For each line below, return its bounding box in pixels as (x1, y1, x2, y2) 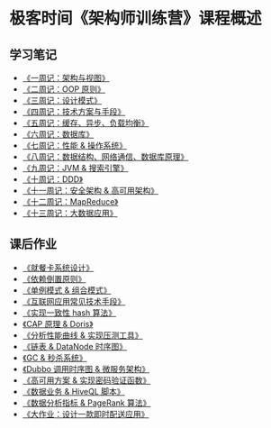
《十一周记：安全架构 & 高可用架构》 (22, 186, 159, 196)
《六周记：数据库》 (22, 129, 95, 140)
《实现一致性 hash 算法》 (22, 307, 117, 318)
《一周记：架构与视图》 (22, 73, 110, 83)
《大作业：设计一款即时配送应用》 (22, 408, 149, 419)
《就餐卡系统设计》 (22, 262, 95, 273)
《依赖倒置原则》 (22, 273, 86, 284)
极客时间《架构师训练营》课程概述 (9, 8, 263, 29)
